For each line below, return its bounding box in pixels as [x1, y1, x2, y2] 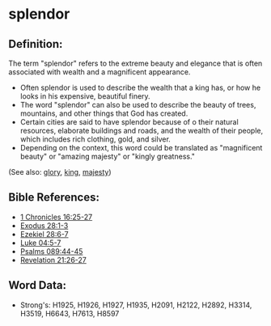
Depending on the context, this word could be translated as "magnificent [19, 143, 263, 152]
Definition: [8, 37, 63, 51]
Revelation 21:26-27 [19, 255, 87, 265]
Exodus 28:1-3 [19, 220, 69, 231]
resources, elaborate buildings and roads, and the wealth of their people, [19, 126, 264, 135]
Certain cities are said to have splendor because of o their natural [19, 117, 239, 126]
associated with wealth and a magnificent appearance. [8, 67, 191, 77]
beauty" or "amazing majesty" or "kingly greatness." [19, 151, 196, 161]
